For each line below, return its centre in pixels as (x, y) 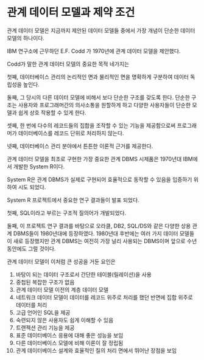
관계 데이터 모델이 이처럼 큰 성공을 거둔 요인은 (62, 261)
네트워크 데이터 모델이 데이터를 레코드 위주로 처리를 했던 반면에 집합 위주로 (104, 297)
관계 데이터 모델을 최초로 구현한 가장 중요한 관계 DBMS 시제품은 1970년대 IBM (100, 159)
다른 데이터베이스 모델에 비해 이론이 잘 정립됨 (69, 343)
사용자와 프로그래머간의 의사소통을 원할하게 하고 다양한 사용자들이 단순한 (104, 105)
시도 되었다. (32, 187)
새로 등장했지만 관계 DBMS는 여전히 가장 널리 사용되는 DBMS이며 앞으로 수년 (105, 241)
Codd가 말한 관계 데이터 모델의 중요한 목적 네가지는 (68, 64)
